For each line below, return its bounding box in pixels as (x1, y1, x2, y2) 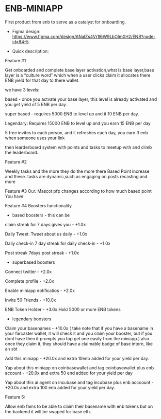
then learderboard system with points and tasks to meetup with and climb (5, 144, 152, 150)
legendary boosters (12, 316, 52, 322)
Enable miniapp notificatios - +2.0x (5, 288, 75, 293)
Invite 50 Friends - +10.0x (5, 297, 56, 303)
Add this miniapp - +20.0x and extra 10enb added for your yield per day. (5, 355, 149, 361)
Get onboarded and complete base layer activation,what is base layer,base (5, 67, 154, 73)
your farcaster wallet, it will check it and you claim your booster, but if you (5, 330, 153, 336)
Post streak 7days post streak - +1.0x (5, 250, 79, 255)
